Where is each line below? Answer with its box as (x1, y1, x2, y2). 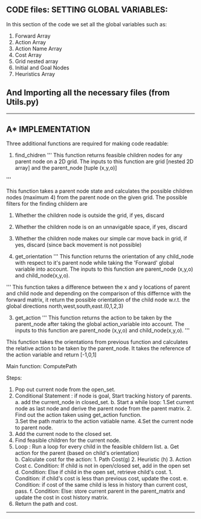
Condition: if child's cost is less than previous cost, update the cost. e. (14, 475, 188, 482)
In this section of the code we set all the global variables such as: (6, 20, 167, 28)
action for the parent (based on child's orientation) (14, 450, 139, 457)
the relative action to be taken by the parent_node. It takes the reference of (6, 345, 191, 352)
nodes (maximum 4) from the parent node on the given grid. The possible (6, 194, 187, 201)
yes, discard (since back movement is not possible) (14, 242, 142, 249)
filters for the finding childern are (6, 200, 88, 207)
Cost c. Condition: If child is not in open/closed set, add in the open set (14, 462, 190, 469)
